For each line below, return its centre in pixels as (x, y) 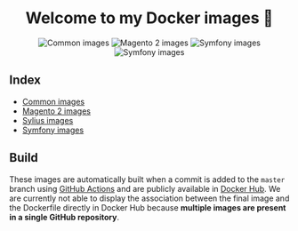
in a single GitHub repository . (64, 217)
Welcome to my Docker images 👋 (149, 18)
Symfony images (53, 130)
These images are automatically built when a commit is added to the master (147, 179)
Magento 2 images (56, 111)
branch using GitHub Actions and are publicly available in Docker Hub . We (145, 188)
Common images (53, 101)
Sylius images (48, 120)
